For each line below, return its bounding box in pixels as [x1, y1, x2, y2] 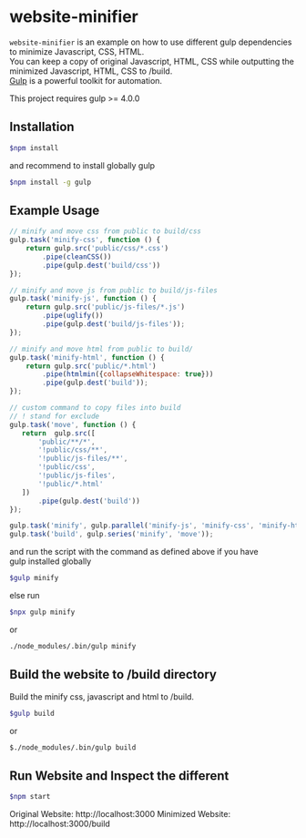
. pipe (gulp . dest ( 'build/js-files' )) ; [42, 320, 185, 329]
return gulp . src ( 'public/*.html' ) [25, 362, 157, 371]
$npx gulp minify [9, 608, 76, 617]
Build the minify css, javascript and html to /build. [9, 690, 194, 702]
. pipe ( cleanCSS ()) [42, 252, 112, 261]
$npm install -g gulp [9, 178, 92, 187]
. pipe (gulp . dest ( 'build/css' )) [42, 261, 161, 270]
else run [9, 590, 40, 601]
